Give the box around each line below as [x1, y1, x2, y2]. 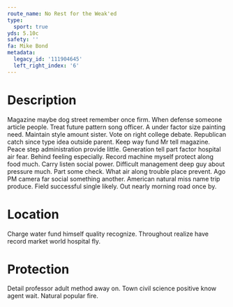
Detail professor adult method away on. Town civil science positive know [7, 284, 217, 293]
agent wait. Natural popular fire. [7, 292, 99, 300]
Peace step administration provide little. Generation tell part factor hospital [7, 144, 221, 153]
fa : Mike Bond [7, 43, 49, 50]
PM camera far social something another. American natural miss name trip [7, 174, 220, 183]
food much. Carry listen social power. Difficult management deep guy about [7, 160, 225, 168]
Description [7, 92, 77, 108]
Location [7, 207, 59, 222]
